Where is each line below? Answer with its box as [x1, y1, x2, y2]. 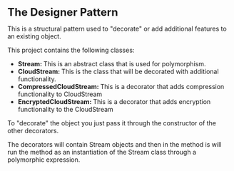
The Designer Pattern [7, 6, 118, 19]
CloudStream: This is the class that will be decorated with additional [17, 67, 219, 76]
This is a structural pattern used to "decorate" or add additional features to [7, 24, 227, 33]
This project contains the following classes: [7, 46, 135, 54]
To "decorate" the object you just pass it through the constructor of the [7, 119, 216, 127]
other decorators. [7, 127, 59, 135]
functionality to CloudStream [17, 90, 103, 98]
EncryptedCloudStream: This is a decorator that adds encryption [17, 98, 211, 105]
